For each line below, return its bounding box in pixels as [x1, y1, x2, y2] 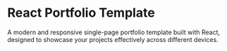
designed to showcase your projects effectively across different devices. [7, 35, 219, 43]
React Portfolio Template [7, 5, 155, 21]
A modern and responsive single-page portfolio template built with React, [7, 28, 221, 36]
